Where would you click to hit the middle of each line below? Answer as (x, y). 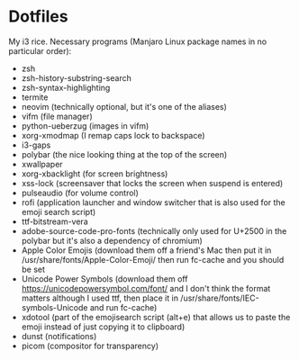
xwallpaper (42, 164)
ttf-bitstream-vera (55, 221)
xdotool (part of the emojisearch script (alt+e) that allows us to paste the (156, 317)
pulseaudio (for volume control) (80, 193)
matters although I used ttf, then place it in (100, 298)
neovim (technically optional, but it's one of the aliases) (124, 106)
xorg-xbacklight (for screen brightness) (95, 174)
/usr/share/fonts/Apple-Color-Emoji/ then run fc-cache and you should (153, 259)
